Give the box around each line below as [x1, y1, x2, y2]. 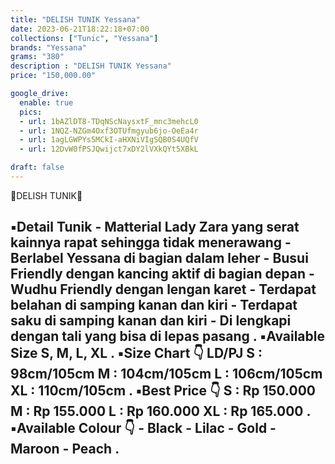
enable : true [19, 97, 74, 108]
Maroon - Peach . [10, 441, 120, 458]
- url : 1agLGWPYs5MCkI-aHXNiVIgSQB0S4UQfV [19, 135, 199, 145]
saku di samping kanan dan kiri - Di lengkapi [10, 312, 292, 330]
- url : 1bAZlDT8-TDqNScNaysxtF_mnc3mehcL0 [19, 116, 199, 126]
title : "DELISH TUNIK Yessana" [10, 14, 141, 25]
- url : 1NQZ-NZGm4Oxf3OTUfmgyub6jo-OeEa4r [19, 126, 199, 136]
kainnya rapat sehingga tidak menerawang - [10, 234, 292, 251]
